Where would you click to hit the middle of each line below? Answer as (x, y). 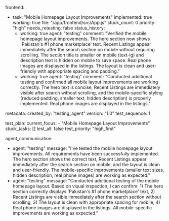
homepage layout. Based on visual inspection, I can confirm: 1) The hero (88, 186)
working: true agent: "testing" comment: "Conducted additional (86, 76)
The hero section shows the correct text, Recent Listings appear (79, 159)
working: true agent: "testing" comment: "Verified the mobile (83, 33)
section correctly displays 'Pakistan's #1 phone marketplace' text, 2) (84, 192)
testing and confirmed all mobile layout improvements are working (89, 82)
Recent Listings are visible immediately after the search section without (87, 197)
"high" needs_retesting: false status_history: (59, 28)
